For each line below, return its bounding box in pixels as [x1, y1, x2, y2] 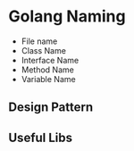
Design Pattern [8, 100, 94, 115]
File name [21, 36, 58, 46]
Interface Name [21, 55, 80, 65]
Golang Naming [8, 6, 126, 27]
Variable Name [21, 73, 77, 84]
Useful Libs [8, 130, 73, 145]
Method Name [21, 64, 75, 75]
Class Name [21, 45, 66, 55]
